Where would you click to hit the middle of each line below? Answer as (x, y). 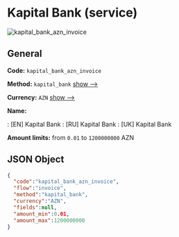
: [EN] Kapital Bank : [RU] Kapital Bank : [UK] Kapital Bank (89, 124)
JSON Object (36, 160)
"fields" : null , (35, 207)
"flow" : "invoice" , (40, 188)
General (25, 54)
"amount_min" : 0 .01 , (42, 214)
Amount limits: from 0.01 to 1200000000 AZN (71, 137)
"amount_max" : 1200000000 (49, 220)
